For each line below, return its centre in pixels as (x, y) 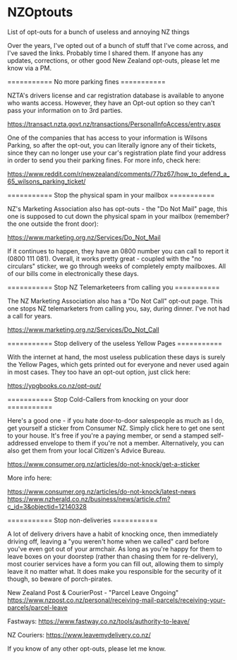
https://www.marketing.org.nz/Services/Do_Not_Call (84, 330)
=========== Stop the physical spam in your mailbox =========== (111, 195)
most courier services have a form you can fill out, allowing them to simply (115, 564)
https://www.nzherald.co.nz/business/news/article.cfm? (89, 499)
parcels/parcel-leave (38, 607)
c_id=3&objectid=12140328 (47, 506)
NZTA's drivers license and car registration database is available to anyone (116, 95)
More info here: (30, 478)
